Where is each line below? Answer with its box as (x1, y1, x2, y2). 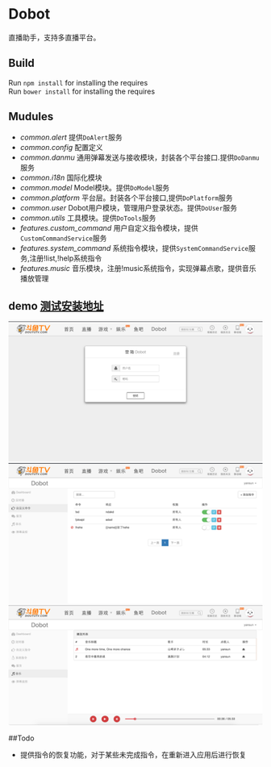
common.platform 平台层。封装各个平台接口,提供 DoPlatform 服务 (19, 193, 233, 202)
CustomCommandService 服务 (19, 233, 107, 243)
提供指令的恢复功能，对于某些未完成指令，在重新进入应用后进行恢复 (19, 750, 247, 760)
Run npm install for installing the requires (8, 77, 148, 87)
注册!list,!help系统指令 (29, 253, 102, 263)
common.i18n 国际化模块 (19, 173, 102, 182)
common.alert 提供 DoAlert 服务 (19, 132, 123, 142)
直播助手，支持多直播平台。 (8, 32, 101, 42)
